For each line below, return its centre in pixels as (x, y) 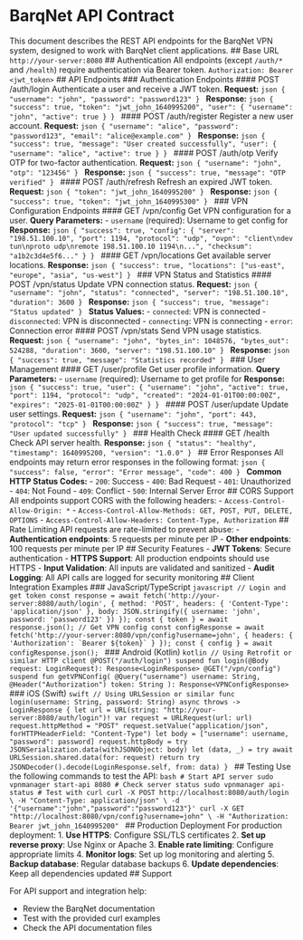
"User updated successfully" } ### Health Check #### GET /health (139, 433)
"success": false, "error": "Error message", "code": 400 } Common (146, 471)
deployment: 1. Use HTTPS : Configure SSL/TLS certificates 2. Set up (138, 835)
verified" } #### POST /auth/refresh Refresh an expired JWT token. (141, 181)
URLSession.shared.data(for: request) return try (105, 757)
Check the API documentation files (87, 927)
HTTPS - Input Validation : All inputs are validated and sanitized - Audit (142, 568)
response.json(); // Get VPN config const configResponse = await (137, 627)
